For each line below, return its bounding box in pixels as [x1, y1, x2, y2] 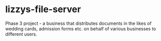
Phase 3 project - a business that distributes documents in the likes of [5, 20, 152, 26]
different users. [5, 31, 38, 37]
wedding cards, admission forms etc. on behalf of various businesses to [5, 25, 156, 31]
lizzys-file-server [5, 4, 81, 15]
